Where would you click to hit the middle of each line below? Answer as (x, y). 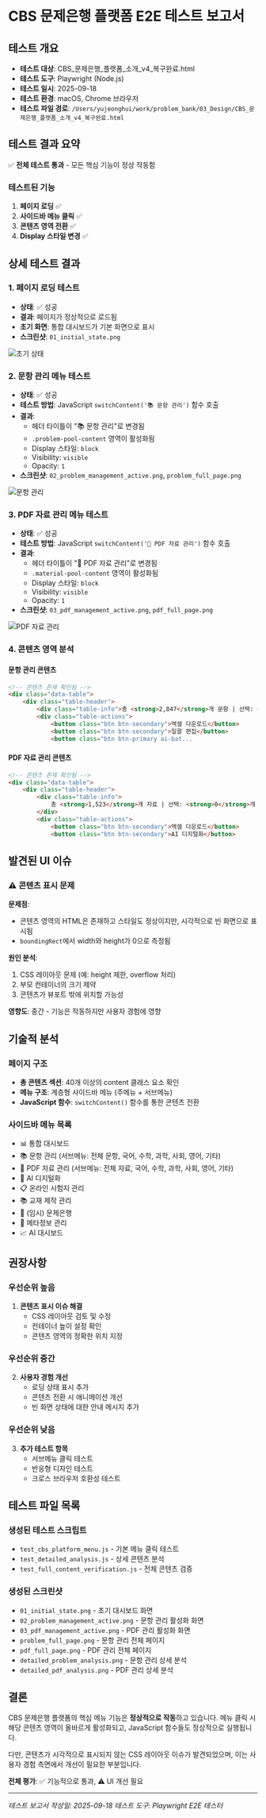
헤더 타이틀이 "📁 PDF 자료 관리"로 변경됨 (95, 563)
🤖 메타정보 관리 (43, 1223)
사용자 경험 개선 (44, 1377)
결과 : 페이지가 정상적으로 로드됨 (68, 317)
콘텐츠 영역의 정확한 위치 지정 (77, 1336)
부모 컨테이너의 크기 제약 (58, 985)
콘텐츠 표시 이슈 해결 (51, 1306)
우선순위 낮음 (32, 1430)
